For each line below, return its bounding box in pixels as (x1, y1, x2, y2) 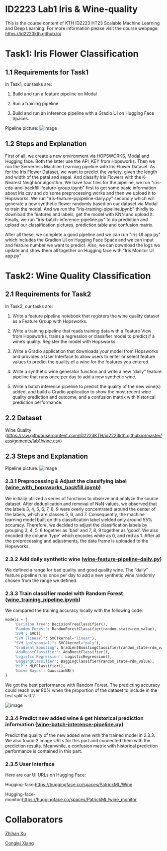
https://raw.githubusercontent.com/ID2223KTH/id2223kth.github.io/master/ (6, 432, 162, 438)
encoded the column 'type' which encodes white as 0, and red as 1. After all (5, 533, 161, 539)
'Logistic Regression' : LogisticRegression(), (14, 654, 112, 659)
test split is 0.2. (5, 692, 36, 698)
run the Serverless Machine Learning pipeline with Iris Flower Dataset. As (5, 163, 156, 169)
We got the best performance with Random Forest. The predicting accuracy (5, 682, 160, 688)
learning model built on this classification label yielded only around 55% (5, 517, 153, 523)
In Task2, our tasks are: (5, 303, 53, 309)
